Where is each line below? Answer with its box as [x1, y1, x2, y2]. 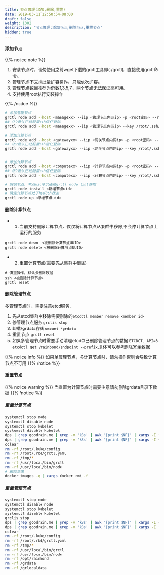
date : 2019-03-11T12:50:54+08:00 [5, 12, 73, 17]
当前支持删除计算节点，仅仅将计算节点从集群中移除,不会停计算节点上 [19, 224, 158, 229]
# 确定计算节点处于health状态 [5, 191, 60, 196]
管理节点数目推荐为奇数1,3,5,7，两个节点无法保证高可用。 [12, 85, 128, 91]
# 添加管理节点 [5, 110, 32, 115]
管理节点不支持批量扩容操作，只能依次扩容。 [12, 79, 102, 85]
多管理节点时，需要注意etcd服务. [5, 303, 71, 308]
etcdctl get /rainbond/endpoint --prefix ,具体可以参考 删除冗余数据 [12, 344, 150, 349]
